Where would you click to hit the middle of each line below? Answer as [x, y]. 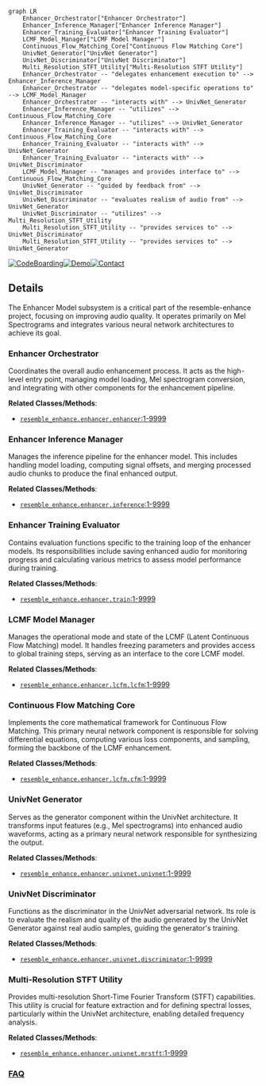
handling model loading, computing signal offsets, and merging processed [130, 465]
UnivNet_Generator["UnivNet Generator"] [90, 53]
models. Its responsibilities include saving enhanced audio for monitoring [128, 551]
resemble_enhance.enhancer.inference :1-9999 [95, 504]
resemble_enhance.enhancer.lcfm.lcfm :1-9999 [95, 684]
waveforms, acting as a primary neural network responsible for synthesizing [133, 833]
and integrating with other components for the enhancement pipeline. [122, 388]
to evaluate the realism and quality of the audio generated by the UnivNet [128, 919]
